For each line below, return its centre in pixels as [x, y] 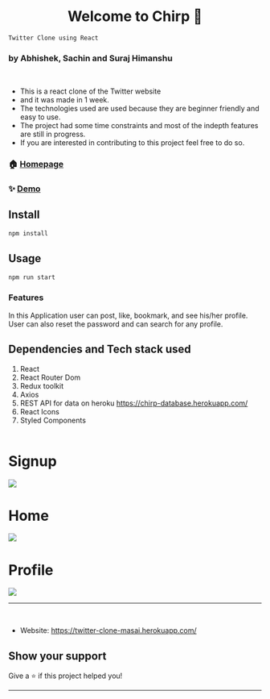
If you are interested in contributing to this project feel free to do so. [132, 143]
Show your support [57, 656]
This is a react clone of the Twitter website [90, 91]
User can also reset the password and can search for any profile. [116, 324]
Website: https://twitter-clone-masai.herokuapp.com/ [108, 630]
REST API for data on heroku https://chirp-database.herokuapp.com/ [134, 403]
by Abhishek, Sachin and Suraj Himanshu [90, 58]
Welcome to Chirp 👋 [135, 17]
